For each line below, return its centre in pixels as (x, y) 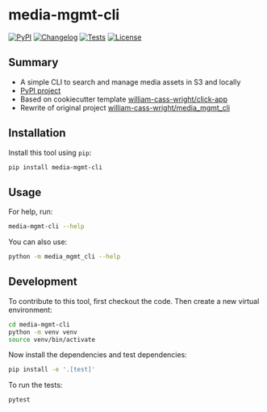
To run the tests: (35, 385)
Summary (33, 62)
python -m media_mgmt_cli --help (65, 257)
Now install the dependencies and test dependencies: (98, 355)
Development (43, 282)
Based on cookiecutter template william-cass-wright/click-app (124, 99)
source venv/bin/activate (52, 339)
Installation (37, 133)
